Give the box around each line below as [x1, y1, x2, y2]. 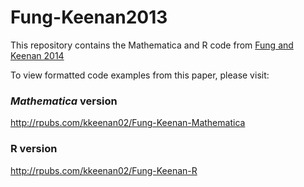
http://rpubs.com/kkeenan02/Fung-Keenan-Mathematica [10, 117, 246, 129]
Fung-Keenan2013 [10, 6, 168, 29]
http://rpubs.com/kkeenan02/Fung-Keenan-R [10, 164, 198, 176]
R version [10, 142, 58, 156]
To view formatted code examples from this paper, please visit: [10, 69, 270, 81]
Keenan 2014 [10, 49, 65, 61]
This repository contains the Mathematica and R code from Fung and [10, 39, 294, 51]
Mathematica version [10, 94, 118, 108]
